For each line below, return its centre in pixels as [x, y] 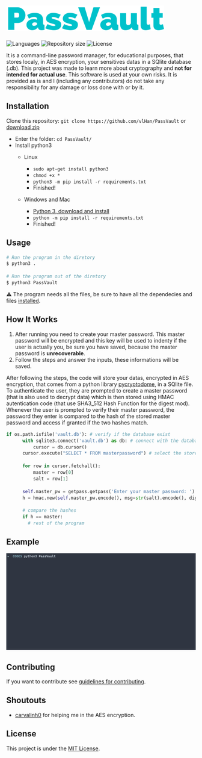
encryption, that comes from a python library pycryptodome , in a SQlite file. [100, 384]
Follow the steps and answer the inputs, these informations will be [97, 359]
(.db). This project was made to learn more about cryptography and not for [99, 68]
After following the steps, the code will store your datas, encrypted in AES [98, 377]
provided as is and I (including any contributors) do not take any [85, 81]
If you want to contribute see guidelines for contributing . [76, 682]
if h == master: [42, 517]
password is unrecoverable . [50, 353]
